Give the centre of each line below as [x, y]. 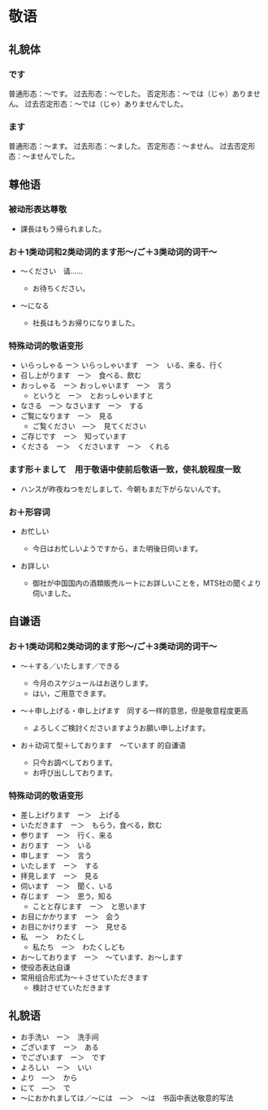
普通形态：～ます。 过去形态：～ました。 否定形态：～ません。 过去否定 [128, 146]
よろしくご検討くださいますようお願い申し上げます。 [121, 728]
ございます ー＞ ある [59, 1047]
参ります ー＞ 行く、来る [67, 835]
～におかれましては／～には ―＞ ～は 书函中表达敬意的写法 [127, 1098]
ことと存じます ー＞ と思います [89, 907]
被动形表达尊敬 [38, 210]
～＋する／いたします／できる [70, 666]
